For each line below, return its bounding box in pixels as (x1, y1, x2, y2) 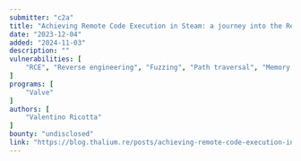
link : (9, 138, 30, 147)
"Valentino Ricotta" (25, 113, 102, 122)
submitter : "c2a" (9, 13, 74, 22)
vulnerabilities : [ (9, 55, 82, 64)
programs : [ (9, 80, 54, 89)
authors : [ (9, 105, 50, 114)
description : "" (9, 47, 70, 55)
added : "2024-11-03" (9, 38, 87, 47)
